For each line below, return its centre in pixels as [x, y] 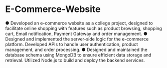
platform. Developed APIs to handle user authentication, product [72, 44]
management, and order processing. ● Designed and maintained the [76, 49]
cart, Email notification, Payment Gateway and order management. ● [76, 33]
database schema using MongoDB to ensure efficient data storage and [78, 55]
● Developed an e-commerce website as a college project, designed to [79, 23]
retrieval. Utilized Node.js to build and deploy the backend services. [75, 60]
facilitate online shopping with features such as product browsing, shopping [83, 28]
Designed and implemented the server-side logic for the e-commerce [77, 39]
